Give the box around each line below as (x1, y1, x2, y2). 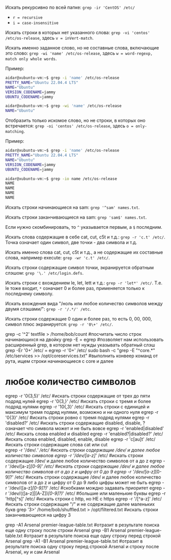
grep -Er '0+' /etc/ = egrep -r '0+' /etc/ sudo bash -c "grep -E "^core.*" (5, 347, 155, 353)
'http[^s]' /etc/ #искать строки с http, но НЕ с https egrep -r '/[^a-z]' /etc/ (5, 495, 162, 501)
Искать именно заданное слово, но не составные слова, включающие (5, 45, 159, 50)
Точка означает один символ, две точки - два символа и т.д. (5, 239, 137, 245)
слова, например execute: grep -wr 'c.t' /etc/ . (5, 254, 110, 260)
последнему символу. (5, 290, 53, 297)
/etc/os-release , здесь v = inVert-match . (5, 35, 94, 41)
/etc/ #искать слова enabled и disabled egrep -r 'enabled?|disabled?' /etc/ (5, 431, 163, 437)
